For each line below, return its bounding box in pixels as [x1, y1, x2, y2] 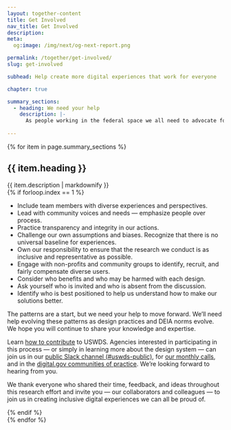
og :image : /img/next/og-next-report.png [13, 42, 131, 49]
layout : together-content [7, 10, 81, 17]
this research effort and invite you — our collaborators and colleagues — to [7, 387, 221, 396]
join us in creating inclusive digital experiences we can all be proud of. [7, 395, 206, 403]
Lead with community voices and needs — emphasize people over [16, 208, 206, 217]
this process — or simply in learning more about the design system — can [7, 345, 217, 353]
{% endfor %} [7, 416, 47, 424]
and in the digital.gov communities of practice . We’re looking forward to [7, 359, 210, 368]
